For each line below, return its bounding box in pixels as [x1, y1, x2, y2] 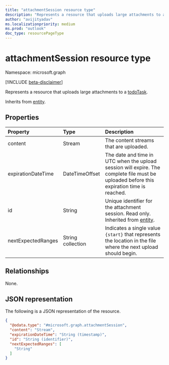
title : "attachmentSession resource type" [5, 7, 96, 13]
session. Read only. [105, 210, 151, 217]
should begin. [105, 249, 137, 256]
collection [62, 240, 87, 247]
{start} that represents [105, 231, 161, 238]
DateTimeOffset [62, 170, 101, 177]
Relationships [5, 267, 49, 276]
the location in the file [105, 237, 156, 244]
